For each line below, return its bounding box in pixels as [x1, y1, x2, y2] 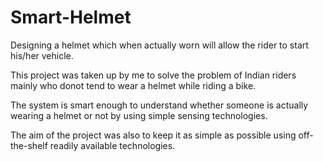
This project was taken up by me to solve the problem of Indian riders [10, 69, 297, 81]
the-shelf [10, 139, 48, 151]
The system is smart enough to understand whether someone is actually [10, 99, 309, 111]
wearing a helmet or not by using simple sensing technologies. [10, 109, 268, 121]
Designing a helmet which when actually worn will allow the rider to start [10, 39, 309, 51]
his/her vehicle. [10, 49, 74, 61]
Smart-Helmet [10, 6, 132, 29]
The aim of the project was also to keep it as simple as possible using [10, 129, 297, 141]
